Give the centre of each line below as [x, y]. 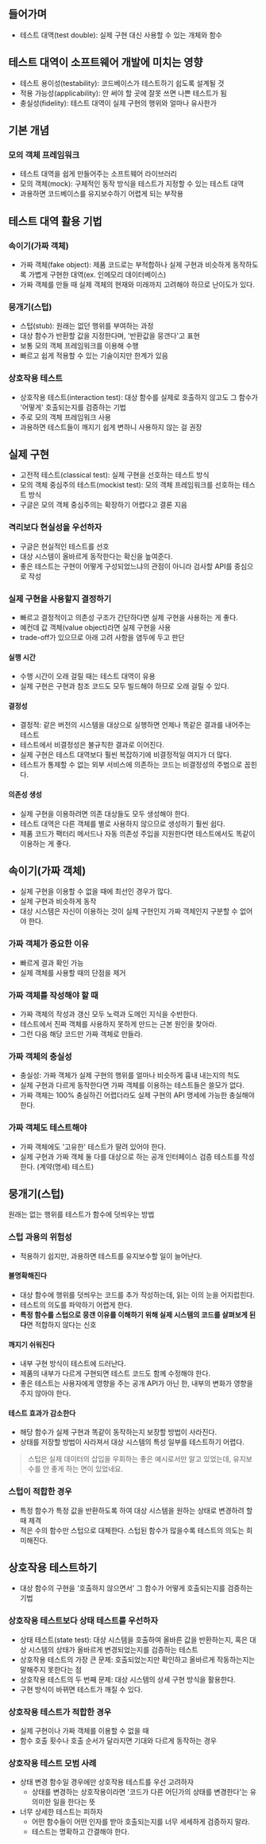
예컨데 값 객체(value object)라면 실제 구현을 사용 [95, 627]
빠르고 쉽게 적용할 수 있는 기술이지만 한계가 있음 [94, 355]
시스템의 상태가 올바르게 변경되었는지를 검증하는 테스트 [113, 1649]
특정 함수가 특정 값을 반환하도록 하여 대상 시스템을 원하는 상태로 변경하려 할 [136, 1510]
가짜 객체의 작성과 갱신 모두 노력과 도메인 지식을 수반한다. [109, 1014]
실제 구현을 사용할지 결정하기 [60, 599]
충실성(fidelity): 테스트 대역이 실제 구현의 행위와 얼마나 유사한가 [118, 103]
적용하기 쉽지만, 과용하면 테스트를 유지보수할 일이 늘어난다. [111, 1256]
